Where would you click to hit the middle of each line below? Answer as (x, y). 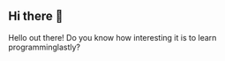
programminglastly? (45, 47)
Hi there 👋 (36, 16)
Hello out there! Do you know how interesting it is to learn (112, 37)
